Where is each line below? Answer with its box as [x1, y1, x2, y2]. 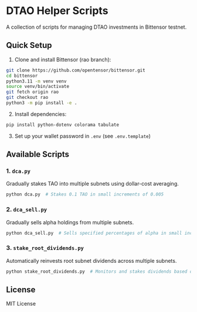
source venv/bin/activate [6, 84, 69, 90]
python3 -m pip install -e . [6, 100, 77, 106]
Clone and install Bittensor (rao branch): [14, 56, 111, 63]
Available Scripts [6, 149, 69, 159]
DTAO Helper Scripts [6, 4, 108, 18]
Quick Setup [6, 40, 52, 50]
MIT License [6, 300, 36, 307]
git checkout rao [6, 95, 49, 101]
